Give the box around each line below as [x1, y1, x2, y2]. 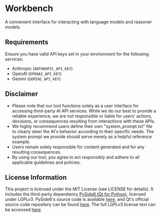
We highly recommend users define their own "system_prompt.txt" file [12, 123, 153, 129]
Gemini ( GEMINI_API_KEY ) [12, 76, 61, 81]
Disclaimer [5, 90, 38, 98]
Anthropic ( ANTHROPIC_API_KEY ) [12, 65, 73, 71]
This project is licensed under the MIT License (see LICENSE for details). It [5, 186, 154, 192]
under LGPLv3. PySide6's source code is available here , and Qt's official [5, 197, 149, 202]
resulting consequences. [12, 149, 62, 155]
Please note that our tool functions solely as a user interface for [12, 103, 139, 108]
